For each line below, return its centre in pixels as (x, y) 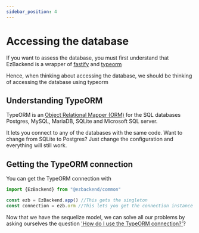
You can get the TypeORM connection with (59, 179)
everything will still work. (37, 145)
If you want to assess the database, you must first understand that (88, 58)
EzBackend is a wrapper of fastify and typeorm (64, 64)
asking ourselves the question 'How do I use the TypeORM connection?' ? (96, 223)
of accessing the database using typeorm (57, 82)
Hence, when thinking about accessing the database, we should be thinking (99, 76)
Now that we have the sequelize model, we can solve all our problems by (96, 217)
